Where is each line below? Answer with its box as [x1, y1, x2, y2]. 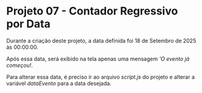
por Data [6, 17, 50, 31]
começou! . [6, 62, 33, 69]
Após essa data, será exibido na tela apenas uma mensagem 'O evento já [6, 55, 190, 62]
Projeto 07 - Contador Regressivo [6, 4, 178, 18]
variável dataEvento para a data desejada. [6, 80, 112, 87]
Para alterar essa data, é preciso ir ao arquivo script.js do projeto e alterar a [6, 73, 195, 80]
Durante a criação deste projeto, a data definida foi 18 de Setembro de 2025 [6, 37, 197, 44]
